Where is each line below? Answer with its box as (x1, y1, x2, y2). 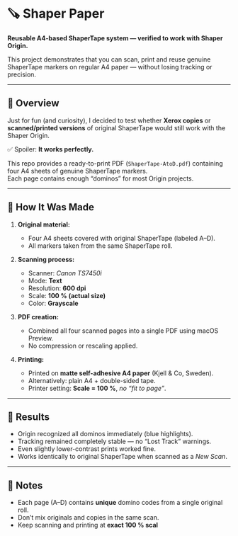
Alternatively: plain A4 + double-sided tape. (28, 376, 156, 384)
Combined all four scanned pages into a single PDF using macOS (28, 326, 219, 335)
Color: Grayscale (28, 299, 79, 307)
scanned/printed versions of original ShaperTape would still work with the (7, 123, 226, 132)
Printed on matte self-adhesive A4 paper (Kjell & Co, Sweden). (28, 369, 214, 377)
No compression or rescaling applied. (28, 341, 138, 350)
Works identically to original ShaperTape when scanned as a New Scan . (17, 452, 228, 461)
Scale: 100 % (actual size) (28, 291, 106, 300)
